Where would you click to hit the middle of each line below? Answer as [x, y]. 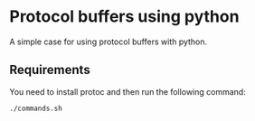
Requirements [50, 70]
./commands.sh [36, 108]
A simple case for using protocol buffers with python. [109, 42]
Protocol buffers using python [124, 17]
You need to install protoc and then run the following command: [127, 91]
